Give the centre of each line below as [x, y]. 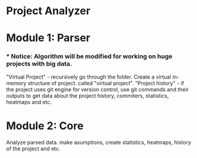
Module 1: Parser [48, 38]
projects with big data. [39, 64]
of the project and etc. [33, 149]
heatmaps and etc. [29, 102]
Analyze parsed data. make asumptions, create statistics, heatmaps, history [99, 142]
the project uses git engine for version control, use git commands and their [97, 89]
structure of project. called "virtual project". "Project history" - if [106, 83]
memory [16, 83]
